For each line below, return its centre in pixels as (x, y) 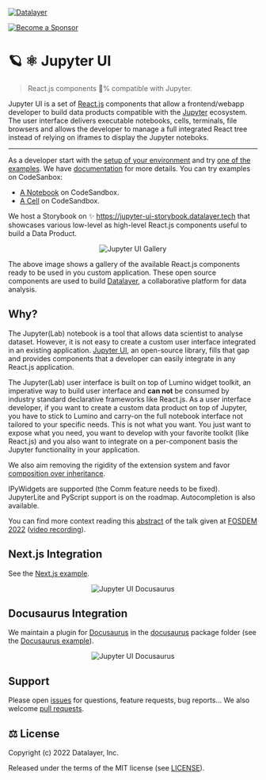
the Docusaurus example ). (51, 641)
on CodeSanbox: (36, 177)
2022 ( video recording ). (47, 529)
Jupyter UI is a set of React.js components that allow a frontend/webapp (126, 104)
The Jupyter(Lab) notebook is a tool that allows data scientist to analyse (126, 333)
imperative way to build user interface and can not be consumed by (119, 390)
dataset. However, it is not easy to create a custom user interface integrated (132, 341)
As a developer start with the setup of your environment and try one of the (129, 160)
